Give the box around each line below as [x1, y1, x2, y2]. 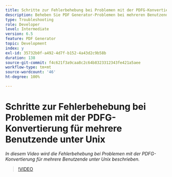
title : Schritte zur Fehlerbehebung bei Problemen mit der [5, 7, 134, 13]
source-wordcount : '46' [5, 70, 56, 75]
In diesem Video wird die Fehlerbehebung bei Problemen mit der [5, 150, 141, 156]
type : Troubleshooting [5, 17, 54, 22]
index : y [5, 46, 24, 51]
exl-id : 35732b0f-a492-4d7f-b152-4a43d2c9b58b [5, 50, 106, 55]
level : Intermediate [5, 27, 50, 32]
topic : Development [5, 41, 47, 46]
